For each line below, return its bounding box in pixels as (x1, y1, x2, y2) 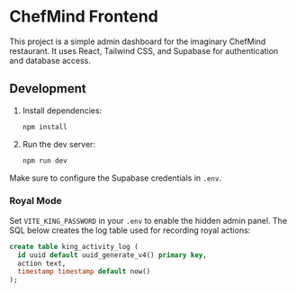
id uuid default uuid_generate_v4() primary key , (17, 250, 207, 260)
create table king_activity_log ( (9, 242, 139, 251)
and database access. (9, 55, 92, 66)
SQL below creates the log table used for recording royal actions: (9, 225, 251, 235)
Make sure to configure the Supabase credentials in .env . (9, 173, 222, 183)
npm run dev (22, 155, 67, 165)
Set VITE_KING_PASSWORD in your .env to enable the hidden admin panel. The (9, 215, 288, 226)
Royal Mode (9, 195, 63, 208)
